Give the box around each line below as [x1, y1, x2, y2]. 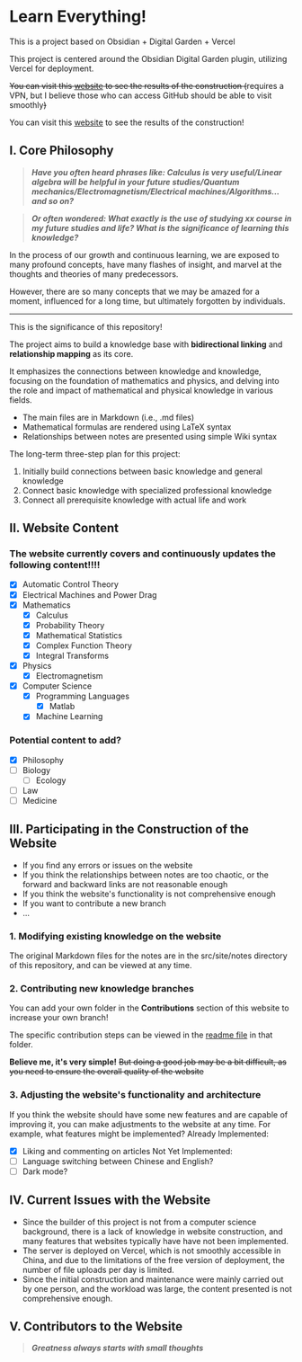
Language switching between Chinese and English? [22, 1155, 214, 1166]
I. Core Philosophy [9, 143, 114, 158]
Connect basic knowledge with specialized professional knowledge [22, 485, 272, 495]
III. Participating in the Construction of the [9, 822, 250, 837]
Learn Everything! [9, 6, 147, 27]
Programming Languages [35, 690, 130, 702]
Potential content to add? [9, 734, 121, 747]
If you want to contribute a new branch [22, 897, 166, 909]
